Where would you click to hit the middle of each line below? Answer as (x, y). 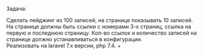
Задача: (16, 9)
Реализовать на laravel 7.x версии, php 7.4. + (64, 45)
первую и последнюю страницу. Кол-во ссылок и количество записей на (101, 33)
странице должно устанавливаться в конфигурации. (74, 39)
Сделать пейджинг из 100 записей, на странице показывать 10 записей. (100, 20)
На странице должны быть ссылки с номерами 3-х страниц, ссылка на (99, 27)
